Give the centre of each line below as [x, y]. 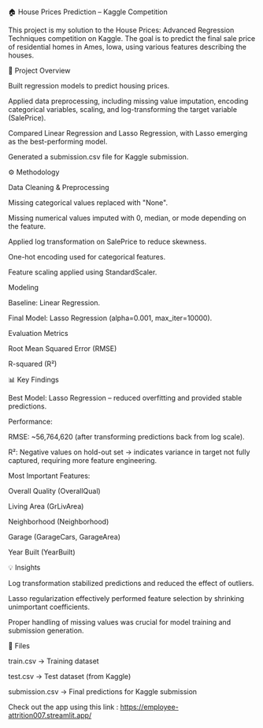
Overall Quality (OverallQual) [54, 491]
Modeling [24, 287]
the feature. [27, 226]
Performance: [30, 422]
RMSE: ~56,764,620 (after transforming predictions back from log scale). [127, 437]
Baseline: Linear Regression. [54, 302]
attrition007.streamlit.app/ [50, 715]
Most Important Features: [49, 476]
